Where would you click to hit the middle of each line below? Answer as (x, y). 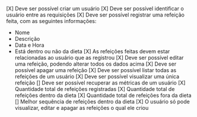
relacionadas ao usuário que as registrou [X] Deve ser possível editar (99, 58)
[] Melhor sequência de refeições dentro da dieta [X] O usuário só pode (102, 102)
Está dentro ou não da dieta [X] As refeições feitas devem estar (92, 51)
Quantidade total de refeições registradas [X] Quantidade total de (95, 89)
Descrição (27, 39)
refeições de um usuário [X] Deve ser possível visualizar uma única (97, 77)
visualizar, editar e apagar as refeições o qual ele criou (82, 108)
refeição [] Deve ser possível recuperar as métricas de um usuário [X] (100, 83)
